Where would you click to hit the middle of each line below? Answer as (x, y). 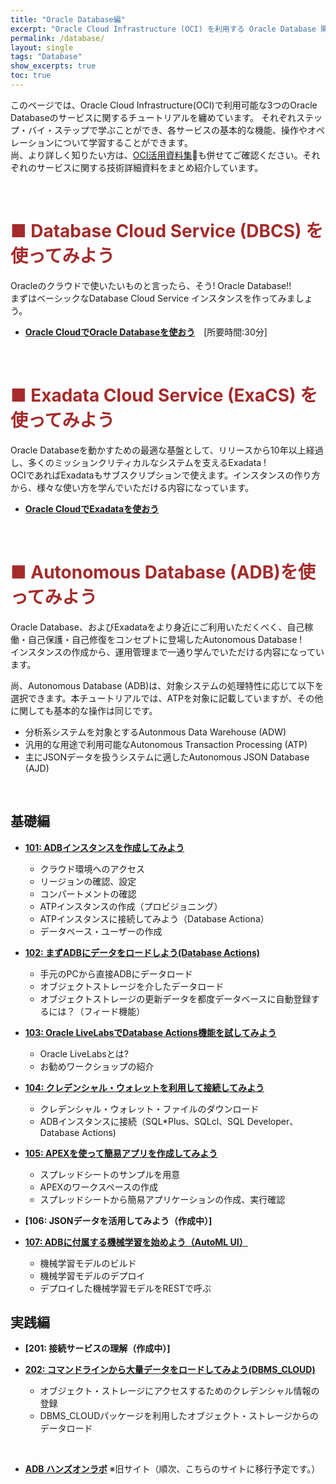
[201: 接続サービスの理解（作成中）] (97, 1348)
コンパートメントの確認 (88, 893)
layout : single (42, 47)
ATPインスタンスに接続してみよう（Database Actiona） (154, 918)
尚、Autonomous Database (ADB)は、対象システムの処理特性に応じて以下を (167, 685)
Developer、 (272, 1121)
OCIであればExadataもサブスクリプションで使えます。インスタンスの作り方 (165, 475)
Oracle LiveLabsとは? (84, 1053)
